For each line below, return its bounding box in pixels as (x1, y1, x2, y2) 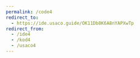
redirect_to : (5, 14, 39, 21)
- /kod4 (11, 37, 31, 43)
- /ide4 (11, 31, 31, 37)
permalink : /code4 (5, 8, 52, 15)
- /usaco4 (11, 43, 36, 49)
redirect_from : (5, 25, 44, 32)
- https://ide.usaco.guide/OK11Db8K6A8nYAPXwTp (11, 20, 135, 26)
